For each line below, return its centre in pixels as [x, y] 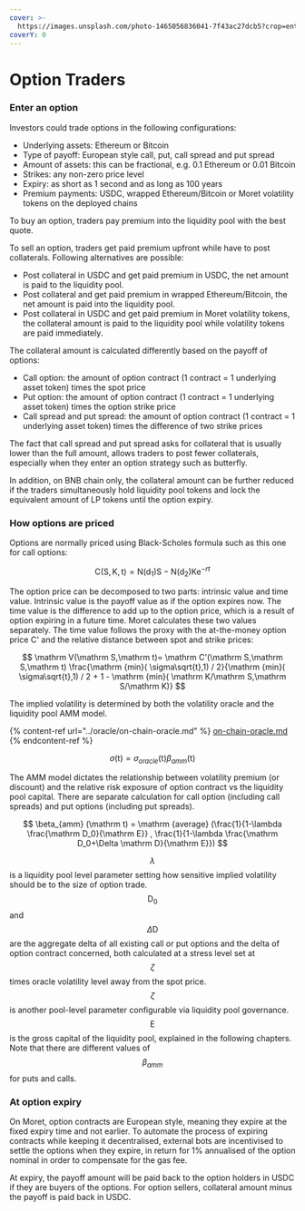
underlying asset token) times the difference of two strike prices [143, 425]
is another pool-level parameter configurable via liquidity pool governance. [149, 1010]
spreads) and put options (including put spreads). [102, 806]
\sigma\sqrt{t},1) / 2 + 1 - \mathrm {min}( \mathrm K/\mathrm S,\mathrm [152, 676]
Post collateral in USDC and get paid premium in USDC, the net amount [155, 275]
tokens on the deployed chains [80, 203]
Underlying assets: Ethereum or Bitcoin [96, 145]
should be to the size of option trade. [79, 884]
